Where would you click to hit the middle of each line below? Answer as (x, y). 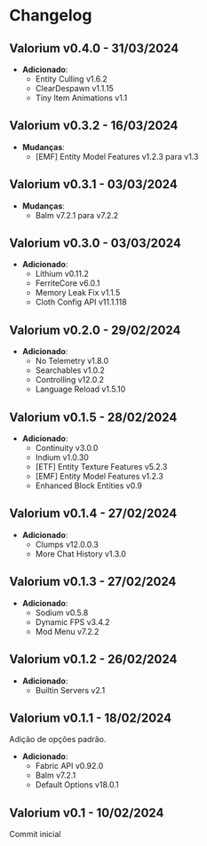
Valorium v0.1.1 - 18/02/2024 (90, 718)
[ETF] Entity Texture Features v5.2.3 (101, 467)
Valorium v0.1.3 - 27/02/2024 (93, 582)
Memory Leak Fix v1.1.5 (78, 293)
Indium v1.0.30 (62, 457)
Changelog (51, 16)
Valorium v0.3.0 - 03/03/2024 (96, 244)
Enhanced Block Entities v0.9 (89, 486)
